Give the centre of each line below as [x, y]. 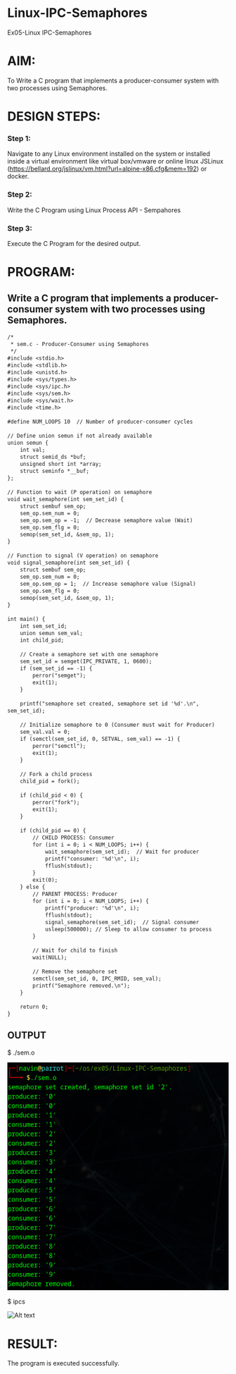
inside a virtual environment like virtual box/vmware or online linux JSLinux [115, 161]
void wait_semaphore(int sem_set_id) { [66, 499]
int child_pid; [42, 640]
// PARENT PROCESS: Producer [75, 894]
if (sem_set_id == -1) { [56, 668]
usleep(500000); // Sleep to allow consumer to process [128, 929]
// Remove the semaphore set [75, 971]
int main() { [26, 619]
